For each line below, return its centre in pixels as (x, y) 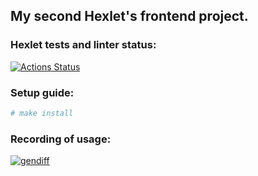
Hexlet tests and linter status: (83, 45)
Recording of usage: (61, 139)
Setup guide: (42, 92)
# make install (42, 113)
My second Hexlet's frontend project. (129, 16)
